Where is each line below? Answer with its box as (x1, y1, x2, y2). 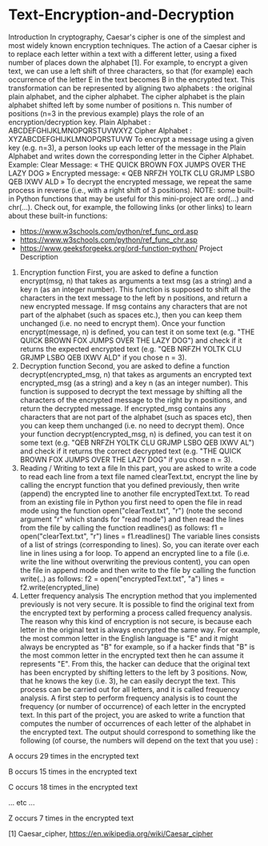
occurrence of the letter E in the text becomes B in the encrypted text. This (8, 75, 255, 84)
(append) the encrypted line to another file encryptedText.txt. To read (19, 489, 250, 498)
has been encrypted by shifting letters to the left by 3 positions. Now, (19, 667, 248, 677)
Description (19, 252, 58, 261)
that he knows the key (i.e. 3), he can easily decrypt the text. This (19, 675, 236, 686)
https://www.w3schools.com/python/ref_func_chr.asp (19, 235, 198, 244)
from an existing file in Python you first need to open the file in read (19, 497, 242, 506)
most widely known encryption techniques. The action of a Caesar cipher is (8, 40, 258, 50)
